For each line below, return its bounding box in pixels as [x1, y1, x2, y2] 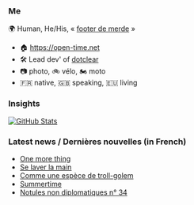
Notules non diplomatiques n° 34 [19, 188, 128, 197]
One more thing [19, 154, 71, 163]
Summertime [19, 179, 62, 188]
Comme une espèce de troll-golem [19, 170, 134, 180]
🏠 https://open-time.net [19, 43, 101, 52]
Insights [8, 98, 40, 109]
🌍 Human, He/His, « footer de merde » [8, 24, 136, 33]
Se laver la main [19, 162, 72, 172]
